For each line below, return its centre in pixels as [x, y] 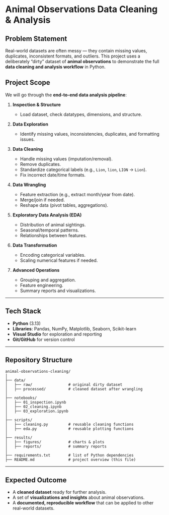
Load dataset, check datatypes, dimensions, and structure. [81, 114]
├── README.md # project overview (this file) [71, 460]
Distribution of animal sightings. [53, 224]
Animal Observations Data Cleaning [81, 9]
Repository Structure [39, 360]
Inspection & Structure [37, 104]
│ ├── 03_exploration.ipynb [37, 411]
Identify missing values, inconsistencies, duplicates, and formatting [90, 134]
